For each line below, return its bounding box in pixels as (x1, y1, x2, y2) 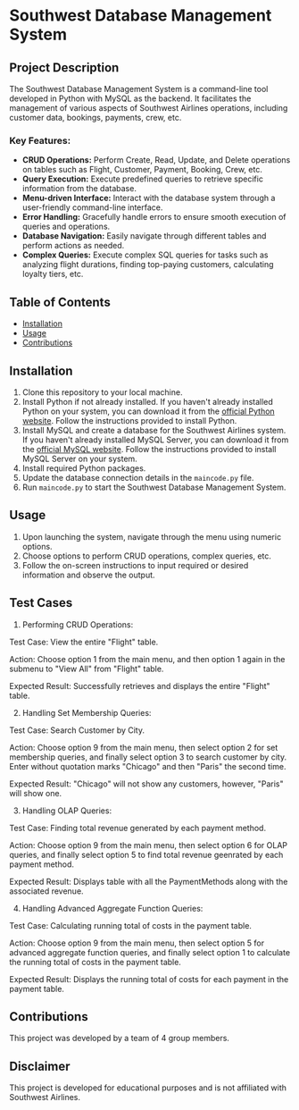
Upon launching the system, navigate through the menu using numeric (21, 531, 282, 542)
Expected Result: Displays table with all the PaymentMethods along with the (9, 876, 288, 887)
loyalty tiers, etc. (21, 269, 84, 280)
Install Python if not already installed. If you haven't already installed (21, 396, 274, 407)
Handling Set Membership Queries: (21, 707, 152, 718)
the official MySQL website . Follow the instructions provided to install (21, 443, 277, 454)
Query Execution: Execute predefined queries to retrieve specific (21, 173, 263, 184)
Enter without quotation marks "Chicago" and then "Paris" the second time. (9, 761, 287, 771)
